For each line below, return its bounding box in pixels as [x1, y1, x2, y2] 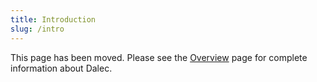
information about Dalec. [10, 62, 113, 74]
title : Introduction [10, 14, 97, 25]
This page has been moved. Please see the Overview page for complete [10, 51, 308, 63]
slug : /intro [10, 24, 65, 34]
